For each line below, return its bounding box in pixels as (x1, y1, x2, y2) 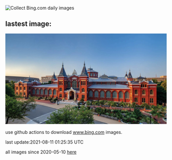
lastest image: (5, 19, 52, 28)
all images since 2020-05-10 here (5, 149, 77, 155)
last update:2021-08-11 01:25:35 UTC (5, 139, 83, 145)
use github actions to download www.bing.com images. (5, 129, 123, 135)
